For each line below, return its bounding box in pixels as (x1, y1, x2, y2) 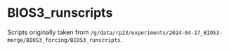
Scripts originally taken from (7, 28, 89, 36)
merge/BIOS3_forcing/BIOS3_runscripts (7, 36, 121, 43)
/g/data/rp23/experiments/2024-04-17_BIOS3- (90, 29, 223, 36)
